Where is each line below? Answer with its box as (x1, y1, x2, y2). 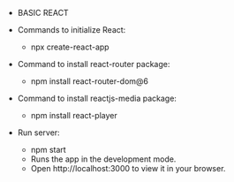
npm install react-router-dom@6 (30, 76, 148, 87)
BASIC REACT (17, 8, 69, 18)
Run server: (17, 127, 60, 138)
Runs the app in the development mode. (30, 154, 177, 164)
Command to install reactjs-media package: (17, 93, 177, 103)
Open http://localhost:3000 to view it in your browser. (30, 163, 226, 173)
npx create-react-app (30, 42, 109, 52)
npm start (30, 145, 66, 155)
